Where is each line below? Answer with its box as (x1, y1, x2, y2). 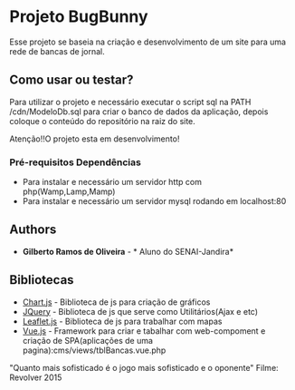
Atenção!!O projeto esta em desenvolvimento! (9, 133, 180, 144)
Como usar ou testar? (9, 73, 134, 88)
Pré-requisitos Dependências (9, 156, 142, 169)
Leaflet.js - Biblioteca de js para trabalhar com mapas (22, 316, 223, 327)
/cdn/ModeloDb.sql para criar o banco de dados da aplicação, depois (9, 106, 269, 117)
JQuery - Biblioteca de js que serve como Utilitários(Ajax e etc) (22, 306, 259, 317)
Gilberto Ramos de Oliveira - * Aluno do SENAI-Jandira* (22, 246, 233, 257)
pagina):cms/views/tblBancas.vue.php (22, 345, 167, 356)
